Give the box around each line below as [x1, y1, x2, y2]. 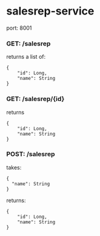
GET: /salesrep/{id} [6, 95, 65, 103]
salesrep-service [6, 4, 95, 18]
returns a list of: [6, 53, 46, 61]
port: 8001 [6, 24, 32, 31]
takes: [6, 163, 22, 171]
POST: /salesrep [6, 150, 56, 159]
